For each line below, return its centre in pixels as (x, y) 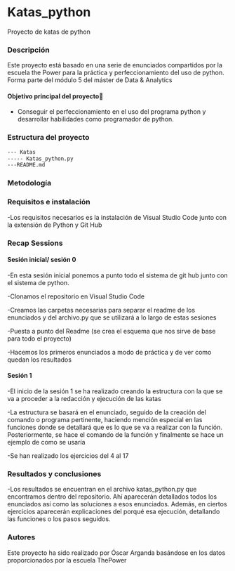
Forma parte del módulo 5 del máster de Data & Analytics (90, 80)
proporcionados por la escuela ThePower (67, 560)
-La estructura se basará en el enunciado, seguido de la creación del (107, 412)
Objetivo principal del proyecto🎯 (55, 96)
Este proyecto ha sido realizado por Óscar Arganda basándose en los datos (116, 553)
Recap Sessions (35, 243)
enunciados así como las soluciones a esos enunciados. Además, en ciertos (117, 504)
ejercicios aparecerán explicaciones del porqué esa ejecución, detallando (114, 512)
